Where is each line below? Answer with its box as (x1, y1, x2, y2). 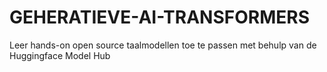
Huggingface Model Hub (9, 49, 111, 61)
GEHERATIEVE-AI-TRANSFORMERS (9, 6, 310, 29)
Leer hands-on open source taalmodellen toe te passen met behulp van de (9, 39, 317, 51)
